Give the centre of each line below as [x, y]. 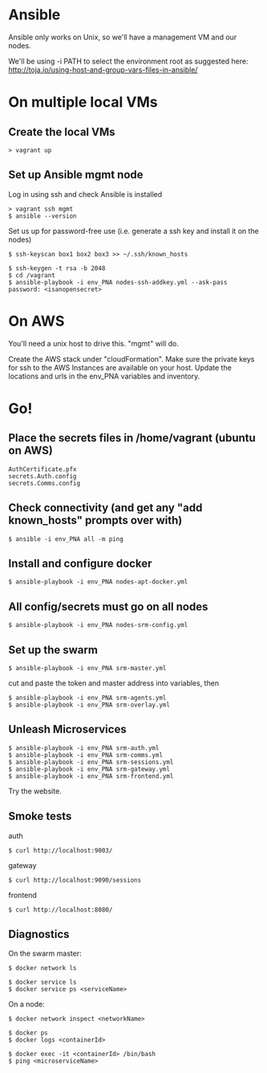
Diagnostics [39, 934]
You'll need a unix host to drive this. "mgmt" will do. [93, 343]
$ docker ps [28, 1033]
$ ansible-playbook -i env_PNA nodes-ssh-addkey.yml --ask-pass [118, 282]
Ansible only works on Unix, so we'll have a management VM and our [123, 37]
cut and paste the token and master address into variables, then [113, 683]
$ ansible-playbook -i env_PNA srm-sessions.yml [91, 762]
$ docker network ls [43, 969]
